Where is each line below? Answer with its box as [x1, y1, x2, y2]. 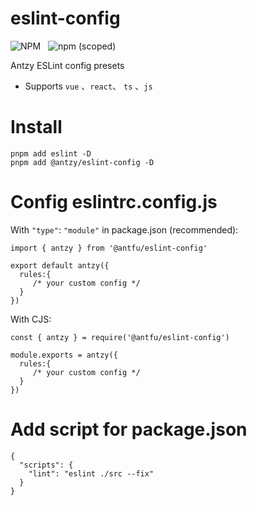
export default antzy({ [10, 260, 110, 271]
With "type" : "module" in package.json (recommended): [10, 223, 239, 236]
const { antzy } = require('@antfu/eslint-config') [10, 332, 230, 342]
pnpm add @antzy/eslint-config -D [10, 157, 155, 167]
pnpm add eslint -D [10, 148, 92, 159]
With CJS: [10, 313, 52, 325]
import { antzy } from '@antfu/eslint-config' [10, 243, 208, 253]
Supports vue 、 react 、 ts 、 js [24, 80, 153, 92]
